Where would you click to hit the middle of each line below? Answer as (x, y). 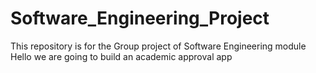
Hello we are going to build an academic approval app (121, 56)
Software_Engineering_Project (140, 18)
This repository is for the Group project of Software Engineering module (158, 46)
